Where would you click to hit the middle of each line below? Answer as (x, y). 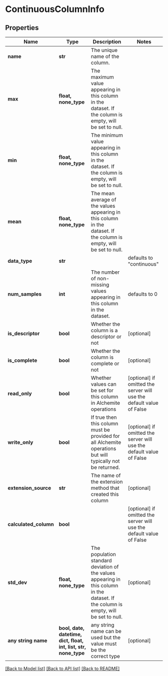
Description (107, 42)
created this (105, 494)
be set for (102, 390)
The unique (104, 50)
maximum (102, 77)
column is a (104, 330)
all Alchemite (106, 442)
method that (105, 488)
